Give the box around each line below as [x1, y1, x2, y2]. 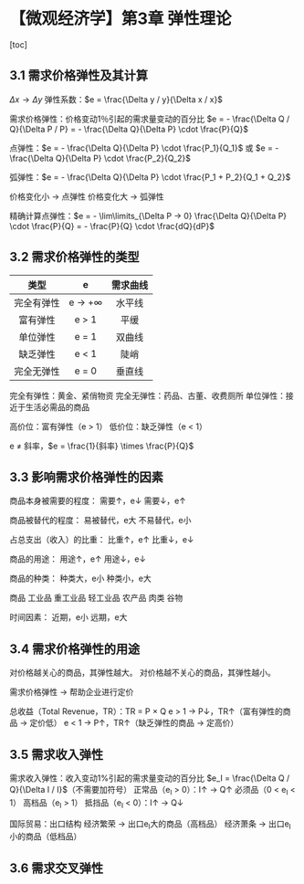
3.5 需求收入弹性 [9, 746, 104, 763]
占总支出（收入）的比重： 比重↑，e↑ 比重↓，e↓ [9, 534, 194, 545]
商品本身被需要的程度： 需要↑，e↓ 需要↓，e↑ [9, 495, 186, 507]
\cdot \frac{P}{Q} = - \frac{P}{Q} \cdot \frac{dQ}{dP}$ [9, 220, 215, 231]
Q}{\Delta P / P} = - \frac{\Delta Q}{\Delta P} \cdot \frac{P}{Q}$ [9, 123, 249, 134]
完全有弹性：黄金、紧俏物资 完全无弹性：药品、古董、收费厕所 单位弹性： [9, 390, 286, 401]
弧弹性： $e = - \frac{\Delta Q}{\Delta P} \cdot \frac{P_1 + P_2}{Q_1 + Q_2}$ [9, 171, 291, 183]
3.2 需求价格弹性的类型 [9, 249, 140, 265]
